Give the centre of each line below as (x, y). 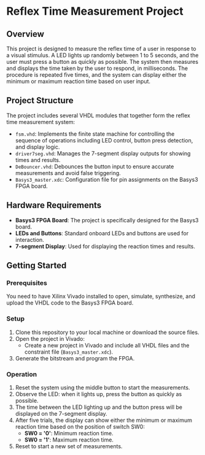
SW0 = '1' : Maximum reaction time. (69, 440)
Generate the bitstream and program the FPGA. (75, 358)
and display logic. (37, 147)
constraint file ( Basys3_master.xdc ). (69, 352)
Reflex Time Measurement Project (95, 11)
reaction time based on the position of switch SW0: (80, 426)
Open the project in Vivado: (50, 338)
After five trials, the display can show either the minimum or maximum (103, 420)
